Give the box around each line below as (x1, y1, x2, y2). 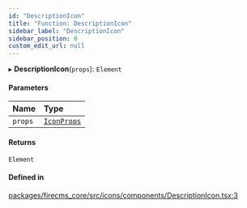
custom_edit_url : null (8, 42, 85, 50)
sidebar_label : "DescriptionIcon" (8, 27, 126, 35)
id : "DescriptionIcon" (8, 11, 85, 20)
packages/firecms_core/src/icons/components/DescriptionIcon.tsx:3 (8, 190, 239, 200)
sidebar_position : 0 (8, 34, 79, 43)
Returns (8, 137, 36, 146)
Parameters (8, 83, 49, 92)
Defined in (8, 172, 45, 182)
